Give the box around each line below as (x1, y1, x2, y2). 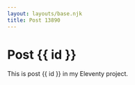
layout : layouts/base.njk (7, 10, 82, 17)
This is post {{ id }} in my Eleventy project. (7, 70, 129, 78)
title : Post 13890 (7, 17, 61, 24)
